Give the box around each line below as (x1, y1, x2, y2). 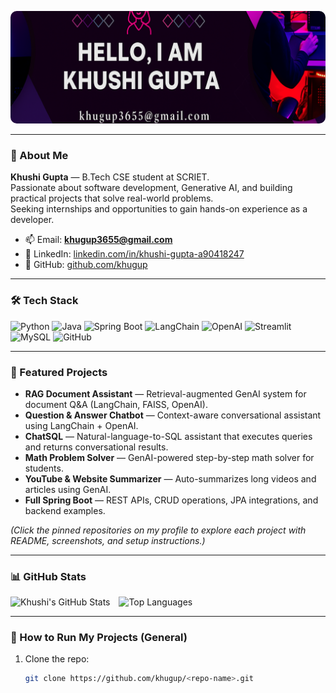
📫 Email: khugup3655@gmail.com (24, 234, 173, 246)
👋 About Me (10, 148, 69, 162)
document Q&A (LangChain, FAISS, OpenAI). (24, 398, 208, 410)
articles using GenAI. (24, 483, 112, 495)
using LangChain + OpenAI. (24, 419, 139, 431)
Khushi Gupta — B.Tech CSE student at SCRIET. (10, 171, 210, 183)
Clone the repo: (24, 653, 90, 665)
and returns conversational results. (24, 441, 169, 453)
